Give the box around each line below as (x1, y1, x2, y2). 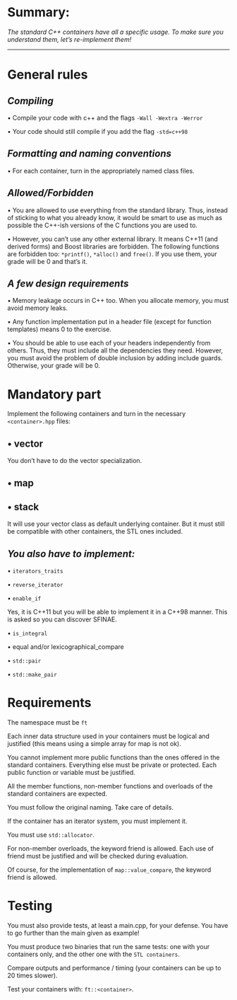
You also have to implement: (7, 548, 135, 560)
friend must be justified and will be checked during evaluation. (7, 852, 188, 861)
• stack (7, 500, 39, 513)
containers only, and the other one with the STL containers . (7, 950, 180, 959)
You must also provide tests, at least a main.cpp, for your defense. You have (7, 921, 229, 930)
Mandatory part (7, 386, 102, 402)
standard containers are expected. (7, 790, 108, 798)
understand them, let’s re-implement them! (7, 35, 132, 43)
